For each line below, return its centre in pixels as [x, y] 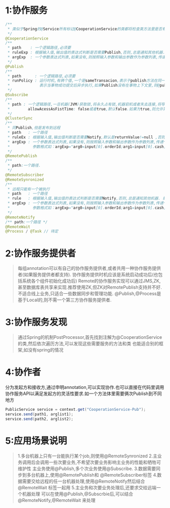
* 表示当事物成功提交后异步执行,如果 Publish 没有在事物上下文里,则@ [84, 86]
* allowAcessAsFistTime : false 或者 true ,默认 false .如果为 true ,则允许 [85, 109]
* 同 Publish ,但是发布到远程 [34, 128]
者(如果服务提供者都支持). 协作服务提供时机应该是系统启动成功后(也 [88, 275]
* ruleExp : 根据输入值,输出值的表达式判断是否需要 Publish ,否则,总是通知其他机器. [86, 53]
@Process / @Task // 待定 [32, 231]
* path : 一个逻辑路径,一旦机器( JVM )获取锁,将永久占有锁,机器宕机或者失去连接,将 [84, 104]
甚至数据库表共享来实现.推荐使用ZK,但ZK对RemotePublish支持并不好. [90, 287]
